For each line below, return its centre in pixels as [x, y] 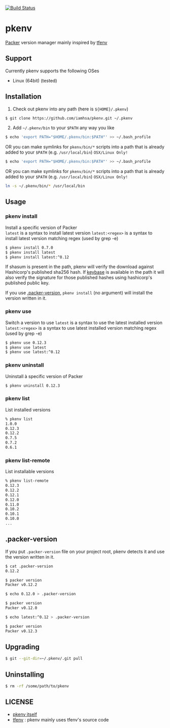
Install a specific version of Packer [41, 227]
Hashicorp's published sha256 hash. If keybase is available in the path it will [85, 272]
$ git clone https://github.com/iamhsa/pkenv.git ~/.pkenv [69, 118]
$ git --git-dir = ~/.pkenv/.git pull [44, 659]
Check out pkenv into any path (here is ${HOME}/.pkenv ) [70, 109]
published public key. [27, 283]
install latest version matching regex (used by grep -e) [62, 238]
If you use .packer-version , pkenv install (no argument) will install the [79, 293]
